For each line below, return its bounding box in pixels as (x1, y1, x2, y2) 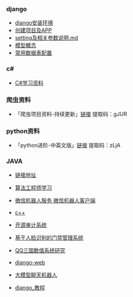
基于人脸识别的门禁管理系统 (14, 234, 84, 242)
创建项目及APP (14, 26, 52, 34)
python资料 (6, 127, 40, 135)
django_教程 (14, 284, 46, 292)
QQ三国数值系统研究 (14, 247, 66, 254)
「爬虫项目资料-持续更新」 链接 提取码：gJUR (14, 110, 128, 117)
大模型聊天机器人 (14, 271, 58, 278)
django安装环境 (14, 19, 53, 26)
